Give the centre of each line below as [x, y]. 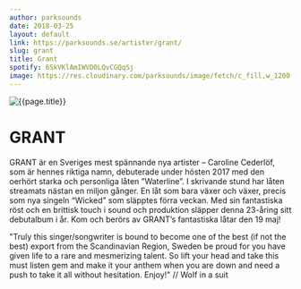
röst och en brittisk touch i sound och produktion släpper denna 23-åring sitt [150, 209]
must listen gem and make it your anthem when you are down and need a [145, 265]
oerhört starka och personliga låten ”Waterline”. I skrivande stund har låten [147, 181]
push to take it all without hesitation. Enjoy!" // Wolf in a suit [119, 275]
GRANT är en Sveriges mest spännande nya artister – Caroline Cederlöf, [142, 162]
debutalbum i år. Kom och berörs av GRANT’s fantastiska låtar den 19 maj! [145, 219]
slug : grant [31, 51]
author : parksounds [46, 17]
